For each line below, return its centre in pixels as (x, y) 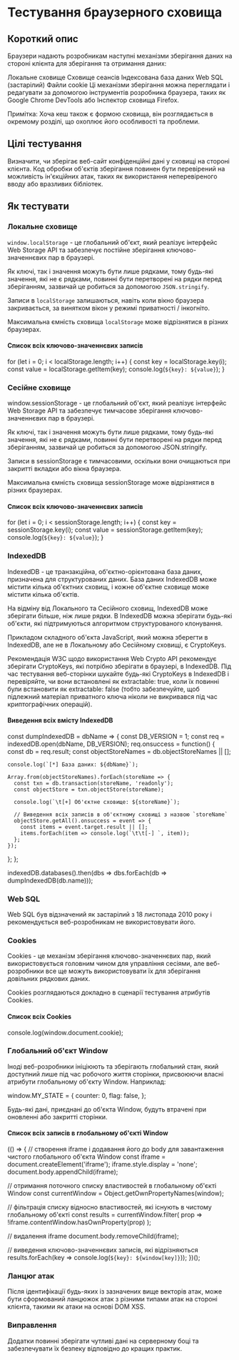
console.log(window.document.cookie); (65, 1032)
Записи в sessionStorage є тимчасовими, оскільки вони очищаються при (119, 461)
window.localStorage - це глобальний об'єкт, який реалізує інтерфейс (112, 242)
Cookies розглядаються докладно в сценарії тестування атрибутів (109, 992)
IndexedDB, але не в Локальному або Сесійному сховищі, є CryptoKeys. (117, 645)
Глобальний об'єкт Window (58, 1051)
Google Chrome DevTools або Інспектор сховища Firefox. (93, 100)
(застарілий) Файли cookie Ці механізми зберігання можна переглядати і (119, 85)
